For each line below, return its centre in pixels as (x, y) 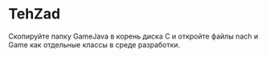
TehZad (35, 14)
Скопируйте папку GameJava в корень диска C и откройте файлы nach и (133, 36)
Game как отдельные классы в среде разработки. (94, 44)
